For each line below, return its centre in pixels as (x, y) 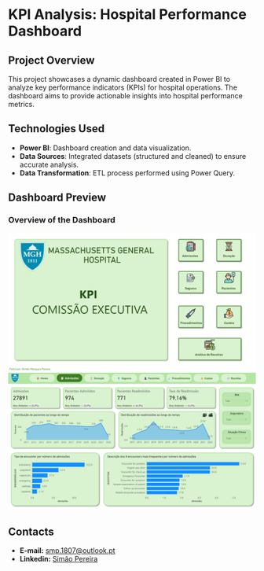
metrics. (22, 104)
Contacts (31, 531)
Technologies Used (56, 129)
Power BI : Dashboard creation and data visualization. (105, 148)
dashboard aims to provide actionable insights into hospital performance (126, 96)
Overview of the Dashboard (62, 220)
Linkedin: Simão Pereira (59, 558)
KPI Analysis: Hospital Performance (128, 15)
